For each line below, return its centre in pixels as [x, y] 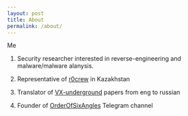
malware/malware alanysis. [55, 66]
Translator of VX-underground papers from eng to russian [98, 92]
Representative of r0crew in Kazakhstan [73, 79]
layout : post [26, 13]
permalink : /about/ [35, 26]
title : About [26, 20]
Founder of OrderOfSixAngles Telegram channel [85, 106]
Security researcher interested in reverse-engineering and [99, 59]
